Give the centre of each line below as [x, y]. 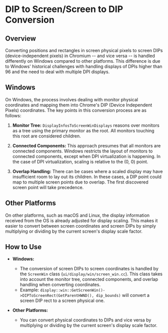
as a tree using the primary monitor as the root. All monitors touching [83, 130]
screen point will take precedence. [48, 187]
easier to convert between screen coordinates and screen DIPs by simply [81, 226]
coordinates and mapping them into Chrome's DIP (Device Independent [79, 105]
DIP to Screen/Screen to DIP [64, 9]
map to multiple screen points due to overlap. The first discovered [80, 182]
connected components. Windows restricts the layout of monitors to [82, 151]
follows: [13, 115]
